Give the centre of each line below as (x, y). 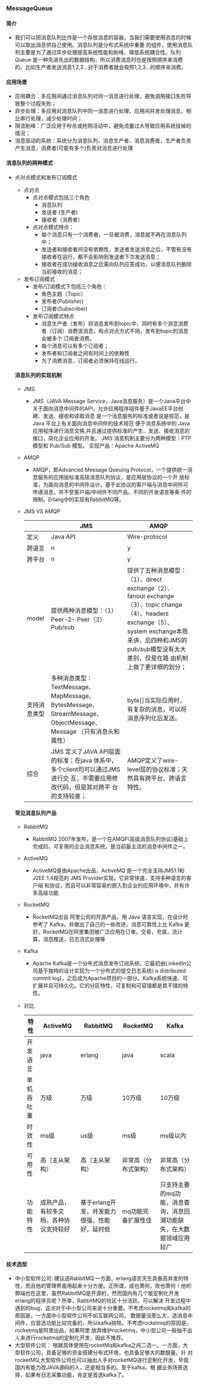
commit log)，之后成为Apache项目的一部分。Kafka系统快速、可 (110, 978)
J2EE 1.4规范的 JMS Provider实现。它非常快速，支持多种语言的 (109, 878)
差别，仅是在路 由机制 (158, 658)
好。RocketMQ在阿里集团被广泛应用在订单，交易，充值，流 (105, 932)
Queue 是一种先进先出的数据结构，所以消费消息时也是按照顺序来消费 (99, 60)
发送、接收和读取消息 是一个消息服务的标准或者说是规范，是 (116, 416)
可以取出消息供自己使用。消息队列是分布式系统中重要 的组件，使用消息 (101, 45)
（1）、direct (145, 579)
